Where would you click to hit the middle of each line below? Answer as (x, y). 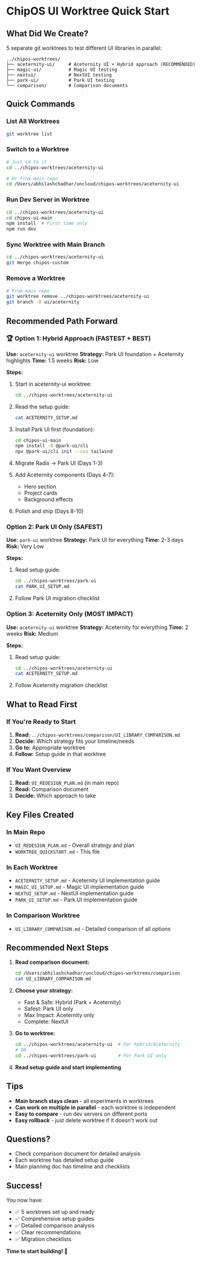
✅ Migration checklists (43, 1239)
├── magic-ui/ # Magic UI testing (62, 70)
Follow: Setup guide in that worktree (60, 754)
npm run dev (21, 229)
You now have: (25, 1200)
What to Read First (42, 704)
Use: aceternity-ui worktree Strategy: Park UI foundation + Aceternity (95, 354)
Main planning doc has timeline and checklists (72, 1167)
